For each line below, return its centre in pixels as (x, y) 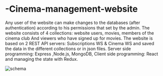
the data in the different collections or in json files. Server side (68, 49)
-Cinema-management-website (71, 9)
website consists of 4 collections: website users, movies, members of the (80, 33)
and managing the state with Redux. (42, 59)
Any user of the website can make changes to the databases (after (73, 23)
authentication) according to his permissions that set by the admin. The (78, 27)
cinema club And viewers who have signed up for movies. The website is (79, 38)
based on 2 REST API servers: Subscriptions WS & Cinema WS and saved (80, 43)
